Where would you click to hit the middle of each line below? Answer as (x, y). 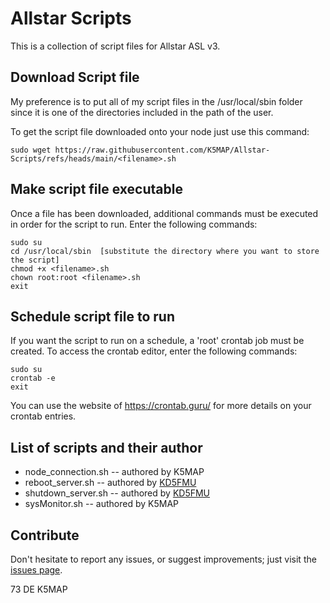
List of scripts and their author (106, 447)
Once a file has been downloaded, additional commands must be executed (164, 213)
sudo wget (31, 150)
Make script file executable (96, 189)
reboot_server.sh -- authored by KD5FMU (110, 483)
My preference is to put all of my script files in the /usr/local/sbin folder (156, 101)
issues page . (36, 570)
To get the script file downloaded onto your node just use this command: (160, 131)
